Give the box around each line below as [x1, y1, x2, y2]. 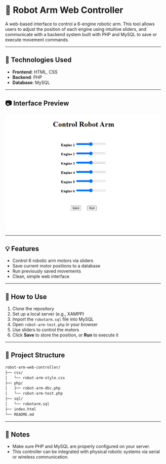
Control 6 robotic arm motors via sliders [12, 258, 94, 264]
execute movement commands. [5, 37, 69, 43]
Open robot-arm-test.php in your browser [12, 322, 98, 328]
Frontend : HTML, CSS [12, 69, 58, 75]
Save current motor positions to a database [12, 263, 100, 269]
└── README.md [5, 412, 35, 417]
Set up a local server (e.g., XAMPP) [12, 311, 84, 317]
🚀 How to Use [5, 292, 47, 301]
